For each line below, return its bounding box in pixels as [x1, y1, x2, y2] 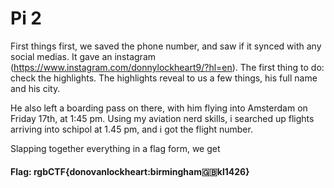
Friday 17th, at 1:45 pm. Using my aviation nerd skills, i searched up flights [10, 112, 315, 124]
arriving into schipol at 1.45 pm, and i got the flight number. [10, 123, 253, 135]
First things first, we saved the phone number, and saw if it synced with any [10, 40, 322, 52]
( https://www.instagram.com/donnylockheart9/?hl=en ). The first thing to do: [10, 61, 325, 73]
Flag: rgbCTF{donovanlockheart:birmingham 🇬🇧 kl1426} [10, 165, 250, 177]
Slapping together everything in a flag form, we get [10, 142, 221, 154]
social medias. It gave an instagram [10, 50, 157, 62]
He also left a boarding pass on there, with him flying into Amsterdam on [10, 102, 308, 114]
